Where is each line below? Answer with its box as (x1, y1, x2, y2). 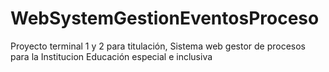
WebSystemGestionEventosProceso (10, 7, 320, 30)
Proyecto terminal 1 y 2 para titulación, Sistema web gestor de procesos (10, 40, 307, 52)
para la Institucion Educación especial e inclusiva (10, 50, 213, 62)
